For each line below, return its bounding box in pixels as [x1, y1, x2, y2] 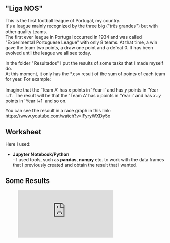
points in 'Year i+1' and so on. [5, 98, 67, 104]
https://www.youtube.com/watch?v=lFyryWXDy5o [5, 113, 111, 119]
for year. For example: [5, 76, 51, 82]
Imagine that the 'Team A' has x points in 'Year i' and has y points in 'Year [5, 86, 159, 93]
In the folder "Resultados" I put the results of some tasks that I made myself [5, 59, 164, 66]
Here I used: [5, 141, 31, 147]
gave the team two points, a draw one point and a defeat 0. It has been [5, 44, 153, 50]
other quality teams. [5, 28, 47, 35]
